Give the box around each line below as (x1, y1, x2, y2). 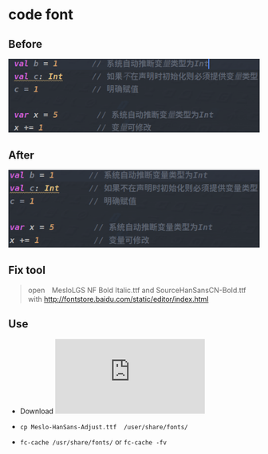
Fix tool (8, 263, 46, 276)
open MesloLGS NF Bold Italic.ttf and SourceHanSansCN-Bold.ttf (27, 285, 246, 295)
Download (19, 406, 54, 416)
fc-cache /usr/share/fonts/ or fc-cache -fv (19, 436, 167, 447)
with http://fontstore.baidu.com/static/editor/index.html (27, 295, 209, 304)
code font (8, 6, 74, 24)
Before (8, 37, 42, 51)
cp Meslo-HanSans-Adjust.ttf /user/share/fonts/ (19, 423, 189, 431)
